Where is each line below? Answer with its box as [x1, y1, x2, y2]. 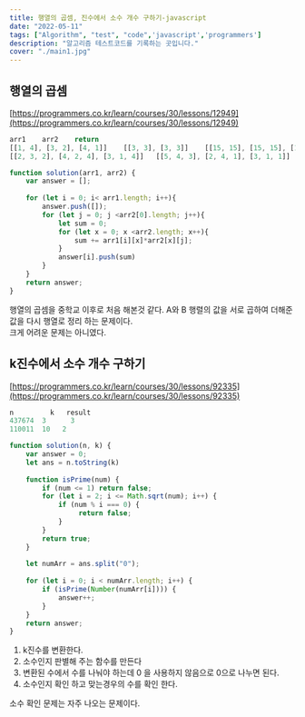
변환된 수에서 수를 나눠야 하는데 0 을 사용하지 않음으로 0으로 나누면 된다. [22, 667, 280, 678]
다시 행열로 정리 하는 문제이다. [25, 315, 133, 326]
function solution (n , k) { [9, 442, 112, 451]
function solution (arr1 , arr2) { [9, 168, 136, 177]
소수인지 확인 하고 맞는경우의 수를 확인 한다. [22, 679, 179, 690]
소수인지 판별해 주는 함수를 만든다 [22, 656, 143, 667]
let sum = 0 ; [57, 219, 107, 228]
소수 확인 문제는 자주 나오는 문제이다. [9, 698, 141, 709]
